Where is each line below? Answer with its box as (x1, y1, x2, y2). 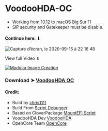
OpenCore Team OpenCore (12, 120, 67, 126)
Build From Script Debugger (12, 105, 68, 111)
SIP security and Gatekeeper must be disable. (12, 24, 104, 30)
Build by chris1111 (12, 100, 46, 106)
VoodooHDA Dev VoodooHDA (12, 115, 72, 121)
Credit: (5, 89, 19, 95)
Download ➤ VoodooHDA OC (5, 77, 74, 84)
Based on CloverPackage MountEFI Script (12, 110, 96, 116)
